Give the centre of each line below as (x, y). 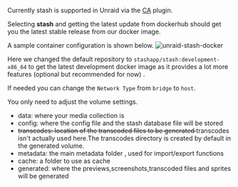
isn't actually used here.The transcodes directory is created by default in (124, 138)
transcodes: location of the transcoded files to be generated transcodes (123, 130)
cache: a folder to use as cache (64, 161)
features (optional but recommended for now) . (76, 74)
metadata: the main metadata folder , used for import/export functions (121, 153)
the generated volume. (51, 146)
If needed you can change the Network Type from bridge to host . (102, 88)
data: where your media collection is (71, 116)
